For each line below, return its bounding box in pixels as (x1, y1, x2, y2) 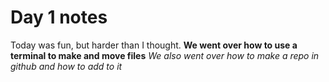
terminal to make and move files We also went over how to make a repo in (10, 49, 320, 61)
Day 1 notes (10, 6, 108, 29)
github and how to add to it (10, 60, 123, 72)
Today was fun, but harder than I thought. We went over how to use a (10, 39, 298, 51)
